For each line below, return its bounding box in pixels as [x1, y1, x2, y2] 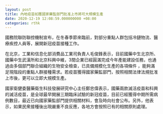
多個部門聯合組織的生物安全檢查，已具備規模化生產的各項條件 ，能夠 [13, 63, 151, 69]
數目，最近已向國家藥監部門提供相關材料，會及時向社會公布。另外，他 [9, 98, 149, 103]
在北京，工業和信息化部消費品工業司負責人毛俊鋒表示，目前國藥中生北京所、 [5, 51, 158, 57]
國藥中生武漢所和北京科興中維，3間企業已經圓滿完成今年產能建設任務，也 [5, 57, 152, 63]
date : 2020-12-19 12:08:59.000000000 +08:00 [5, 16, 97, 21]
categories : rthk [5, 20, 40, 26]
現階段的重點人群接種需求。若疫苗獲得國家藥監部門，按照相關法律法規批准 [9, 69, 158, 75]
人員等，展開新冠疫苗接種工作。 [17, 41, 81, 47]
